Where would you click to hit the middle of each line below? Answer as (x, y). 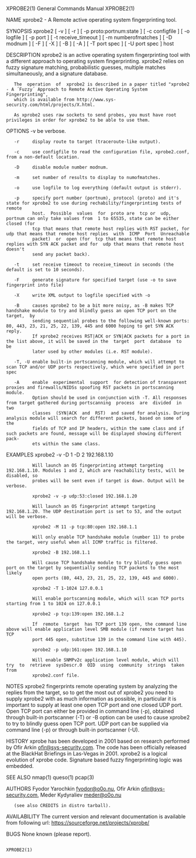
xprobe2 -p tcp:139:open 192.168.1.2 (78, 614)
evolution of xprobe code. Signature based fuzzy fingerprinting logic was (94, 760)
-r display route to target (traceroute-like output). (87, 142)
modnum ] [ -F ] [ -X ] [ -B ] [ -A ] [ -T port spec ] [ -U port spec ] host (90, 44)
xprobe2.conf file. (56, 675)
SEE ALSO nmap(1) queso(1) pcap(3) (50, 777)
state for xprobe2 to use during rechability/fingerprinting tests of (94, 203)
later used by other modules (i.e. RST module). (92, 352)
